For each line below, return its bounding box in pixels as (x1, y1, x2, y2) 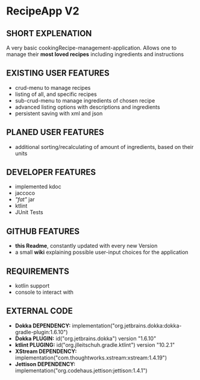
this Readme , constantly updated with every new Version (14, 242, 158, 250)
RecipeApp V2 (6, 4, 80, 18)
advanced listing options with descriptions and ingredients (14, 103, 161, 110)
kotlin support (14, 282, 50, 290)
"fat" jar (14, 196, 35, 203)
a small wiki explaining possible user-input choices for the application (14, 249, 189, 256)
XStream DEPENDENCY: (14, 347, 77, 355)
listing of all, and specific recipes (14, 90, 98, 98)
